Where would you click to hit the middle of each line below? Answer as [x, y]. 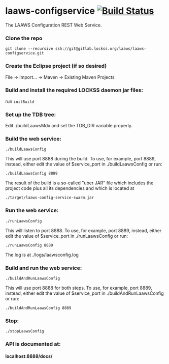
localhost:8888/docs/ [29, 356]
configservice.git [25, 53]
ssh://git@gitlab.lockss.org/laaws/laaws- [100, 49]
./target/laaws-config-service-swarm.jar [50, 198]
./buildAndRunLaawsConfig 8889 [38, 308]
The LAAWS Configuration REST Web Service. [54, 25]
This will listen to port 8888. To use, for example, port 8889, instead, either [83, 230]
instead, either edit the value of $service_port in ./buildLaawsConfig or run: [84, 164]
